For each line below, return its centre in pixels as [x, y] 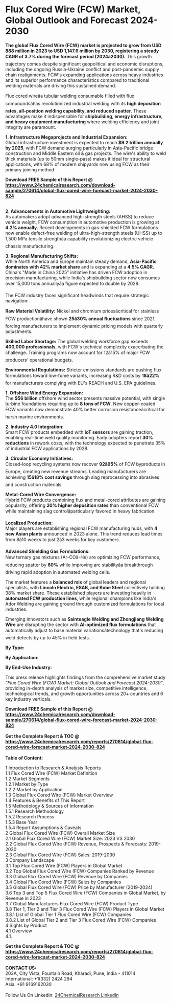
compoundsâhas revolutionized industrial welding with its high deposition [83, 103]
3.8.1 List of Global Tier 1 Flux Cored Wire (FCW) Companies [68, 915]
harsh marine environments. [35, 417]
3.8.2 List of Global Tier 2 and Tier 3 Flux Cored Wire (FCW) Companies [81, 920]
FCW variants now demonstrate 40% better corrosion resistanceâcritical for [85, 409]
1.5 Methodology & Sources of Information [50, 806]
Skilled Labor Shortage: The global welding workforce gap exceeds [77, 341]
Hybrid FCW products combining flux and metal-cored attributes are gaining [86, 500]
